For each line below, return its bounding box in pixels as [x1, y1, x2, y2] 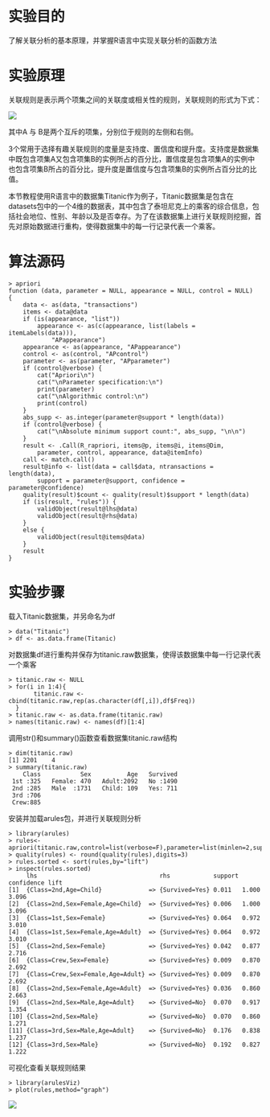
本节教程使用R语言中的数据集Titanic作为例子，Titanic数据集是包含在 [8, 191, 235, 201]
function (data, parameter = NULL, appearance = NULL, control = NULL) [8, 286, 253, 294]
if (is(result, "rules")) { [22, 498, 117, 506]
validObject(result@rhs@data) [37, 511, 138, 519]
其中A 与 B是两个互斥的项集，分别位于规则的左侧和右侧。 [8, 126, 198, 137]
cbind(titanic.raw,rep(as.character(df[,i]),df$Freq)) [8, 696, 196, 704]
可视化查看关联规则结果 [8, 1062, 86, 1072]
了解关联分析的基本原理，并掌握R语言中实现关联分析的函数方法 [8, 35, 218, 45]
